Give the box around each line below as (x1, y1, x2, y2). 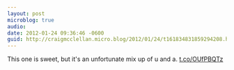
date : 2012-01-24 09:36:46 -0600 (7, 29, 104, 37)
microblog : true (7, 17, 54, 24)
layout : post (7, 10, 45, 17)
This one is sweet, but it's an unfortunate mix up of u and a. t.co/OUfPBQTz (7, 55, 224, 63)
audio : (7, 23, 26, 30)
